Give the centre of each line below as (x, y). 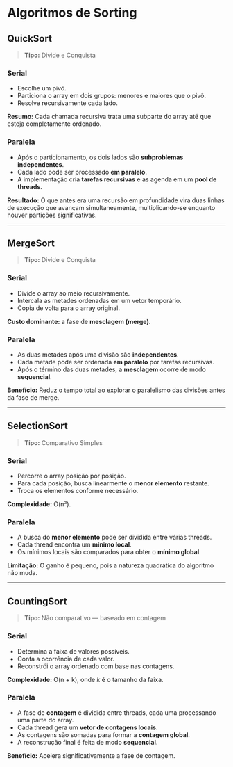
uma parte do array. (45, 720)
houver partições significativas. (52, 215)
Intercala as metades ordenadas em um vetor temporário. (99, 300)
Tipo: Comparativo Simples (63, 442)
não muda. (23, 573)
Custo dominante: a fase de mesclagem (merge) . (79, 321)
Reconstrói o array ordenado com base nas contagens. (96, 666)
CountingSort (37, 601)
